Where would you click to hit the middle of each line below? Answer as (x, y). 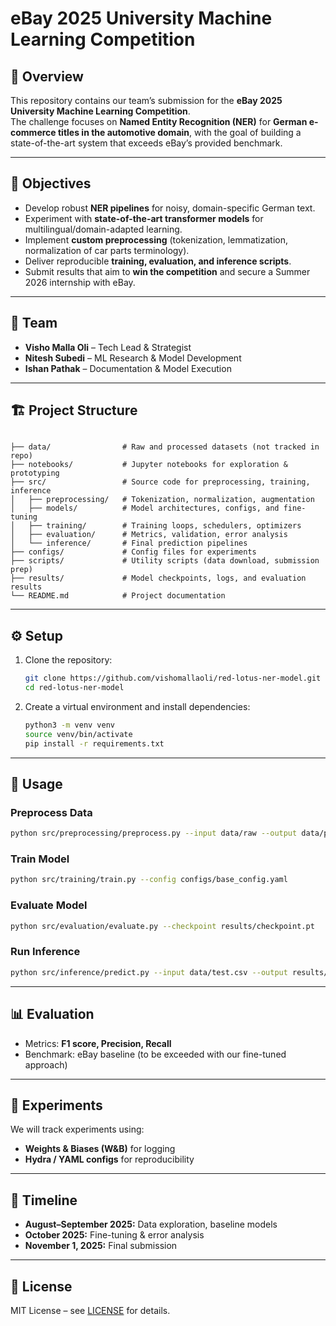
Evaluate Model (49, 905)
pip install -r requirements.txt (94, 743)
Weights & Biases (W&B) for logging (100, 1149)
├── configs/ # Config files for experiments (133, 552)
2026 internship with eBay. (80, 282)
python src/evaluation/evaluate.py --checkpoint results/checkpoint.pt (162, 926)
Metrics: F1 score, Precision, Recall (98, 1043)
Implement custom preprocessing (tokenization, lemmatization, (156, 239)
